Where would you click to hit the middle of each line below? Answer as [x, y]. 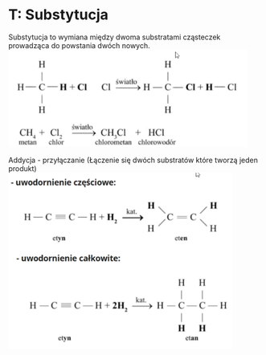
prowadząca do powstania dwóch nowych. [79, 45]
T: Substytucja [58, 15]
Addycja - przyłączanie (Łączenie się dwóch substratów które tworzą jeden [133, 160]
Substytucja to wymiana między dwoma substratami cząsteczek [115, 37]
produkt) [23, 168]
